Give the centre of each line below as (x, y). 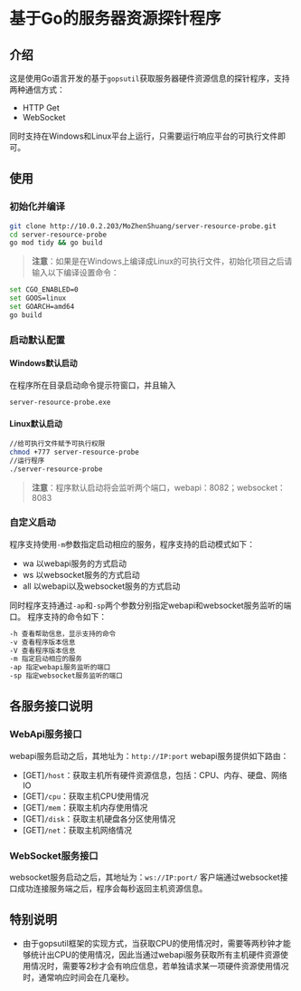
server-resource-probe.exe (60, 402)
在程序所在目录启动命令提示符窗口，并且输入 (93, 385)
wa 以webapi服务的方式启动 (74, 563)
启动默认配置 (38, 340)
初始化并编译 (38, 207)
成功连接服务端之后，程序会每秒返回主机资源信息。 (112, 889)
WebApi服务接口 (46, 735)
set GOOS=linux (38, 298)
